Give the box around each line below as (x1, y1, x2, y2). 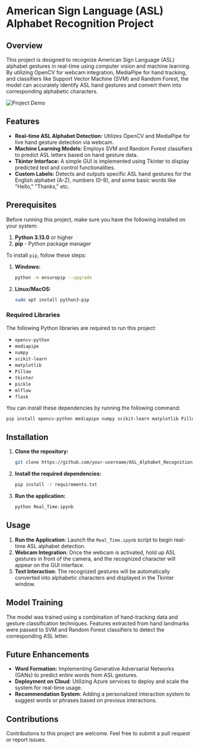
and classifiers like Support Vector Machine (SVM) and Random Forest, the (6, 75, 189, 82)
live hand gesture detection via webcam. (14, 139, 114, 146)
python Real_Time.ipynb (14, 504, 74, 510)
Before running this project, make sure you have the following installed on (6, 216, 186, 223)
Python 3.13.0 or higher (14, 234, 73, 241)
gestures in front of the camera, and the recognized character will (14, 555, 176, 562)
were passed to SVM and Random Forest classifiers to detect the (6, 626, 165, 633)
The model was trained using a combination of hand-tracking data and (6, 613, 178, 621)
